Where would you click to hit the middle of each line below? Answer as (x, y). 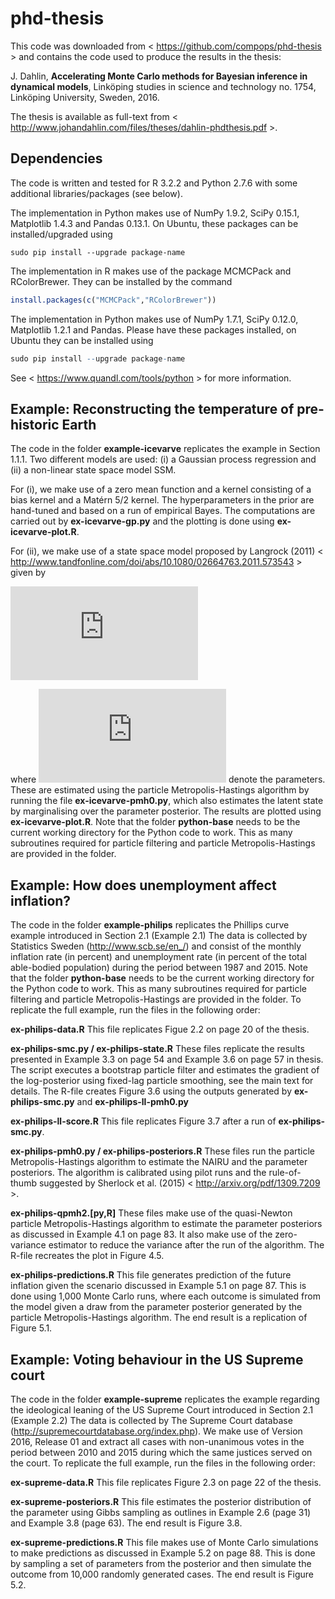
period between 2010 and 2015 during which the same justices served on (161, 1452)
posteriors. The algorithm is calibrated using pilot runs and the (138, 1173)
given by (28, 573)
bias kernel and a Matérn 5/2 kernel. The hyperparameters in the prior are (162, 500)
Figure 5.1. (31, 1328)
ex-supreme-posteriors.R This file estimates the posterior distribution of (161, 1501)
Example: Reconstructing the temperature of (152, 408)
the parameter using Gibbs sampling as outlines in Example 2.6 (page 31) (161, 1512)
